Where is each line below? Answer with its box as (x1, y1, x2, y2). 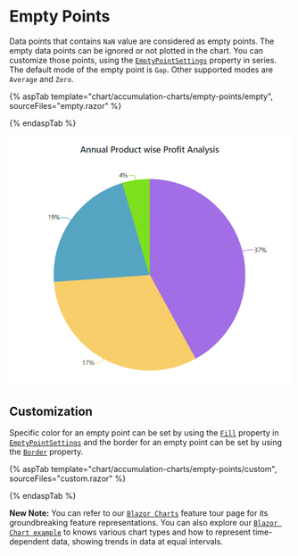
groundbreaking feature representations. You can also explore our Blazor (9, 518, 278, 528)
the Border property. (9, 446, 84, 457)
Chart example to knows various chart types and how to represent (9, 527, 252, 537)
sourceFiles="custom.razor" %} (9, 473, 127, 484)
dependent (9, 536, 50, 547)
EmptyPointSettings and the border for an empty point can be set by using (9, 437, 283, 448)
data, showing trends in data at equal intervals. (51, 536, 223, 547)
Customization (9, 403, 94, 419)
